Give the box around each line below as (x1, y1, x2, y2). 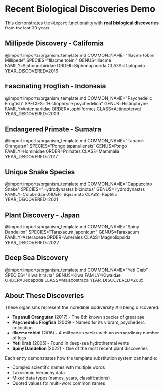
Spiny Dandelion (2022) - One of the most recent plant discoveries (12, 345, 148, 351)
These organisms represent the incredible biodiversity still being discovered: (5, 305, 160, 310)
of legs (12, 335, 26, 341)
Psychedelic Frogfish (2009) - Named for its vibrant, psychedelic (12, 319, 145, 325)
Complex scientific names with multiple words (12, 364, 105, 370)
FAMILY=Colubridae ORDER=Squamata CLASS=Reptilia (5, 192, 117, 197)
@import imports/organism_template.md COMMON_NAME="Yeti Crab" (5, 267, 148, 273)
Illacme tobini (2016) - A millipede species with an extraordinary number (12, 330, 159, 335)
